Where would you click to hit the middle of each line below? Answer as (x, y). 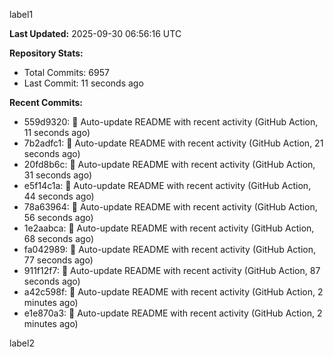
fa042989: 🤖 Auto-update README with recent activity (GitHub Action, (169, 249)
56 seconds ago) (58, 217)
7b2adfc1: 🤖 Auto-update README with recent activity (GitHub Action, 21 (173, 143)
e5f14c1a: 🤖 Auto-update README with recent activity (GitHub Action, (167, 185)
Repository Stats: (46, 53)
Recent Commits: (46, 102)
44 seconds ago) (59, 196)
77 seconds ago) (58, 260)
